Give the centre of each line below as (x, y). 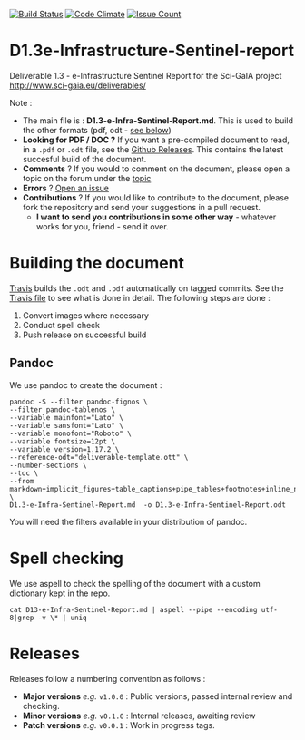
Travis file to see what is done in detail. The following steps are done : (140, 297)
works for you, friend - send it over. (103, 226)
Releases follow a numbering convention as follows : (108, 678)
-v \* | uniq (63, 618)
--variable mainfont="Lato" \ (67, 417)
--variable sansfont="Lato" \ (67, 425)
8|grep (22, 618)
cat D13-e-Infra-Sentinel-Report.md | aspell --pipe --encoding (133, 609)
